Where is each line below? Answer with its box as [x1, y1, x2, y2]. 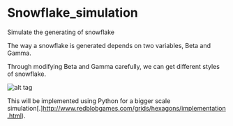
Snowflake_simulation [7, 5, 138, 21]
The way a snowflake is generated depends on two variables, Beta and [7, 41, 211, 49]
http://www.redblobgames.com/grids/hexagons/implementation [43, 104, 227, 112]
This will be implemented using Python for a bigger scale [7, 96, 171, 105]
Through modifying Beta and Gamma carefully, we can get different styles [7, 62, 220, 70]
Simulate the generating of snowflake [7, 28, 115, 36]
